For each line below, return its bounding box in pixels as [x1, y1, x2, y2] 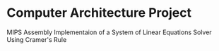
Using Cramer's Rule [6, 35, 67, 43]
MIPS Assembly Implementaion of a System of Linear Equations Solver [6, 28, 213, 36]
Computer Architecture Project [6, 5, 192, 21]
